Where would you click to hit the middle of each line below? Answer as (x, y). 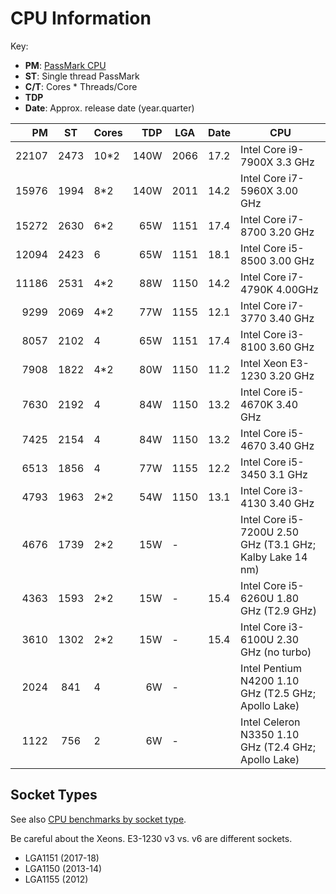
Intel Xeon (264, 363)
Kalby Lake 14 (274, 557)
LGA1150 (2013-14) (63, 868)
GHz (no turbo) (276, 652)
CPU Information (81, 18)
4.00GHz (297, 289)
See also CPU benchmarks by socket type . (98, 819)
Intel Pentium (271, 668)
